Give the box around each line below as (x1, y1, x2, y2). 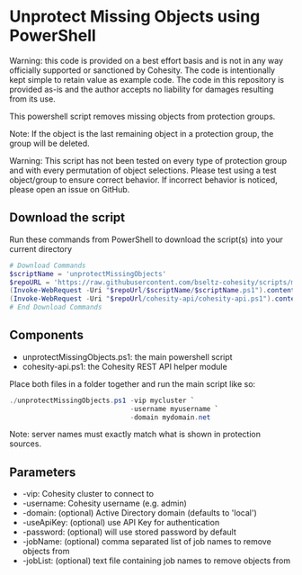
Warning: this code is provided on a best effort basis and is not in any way (9, 55, 284, 66)
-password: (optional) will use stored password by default (22, 526, 236, 537)
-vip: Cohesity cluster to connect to (22, 489, 155, 499)
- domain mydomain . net (129, 412, 211, 422)
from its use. (9, 93, 56, 104)
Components (9, 328, 84, 343)
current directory (9, 243, 73, 254)
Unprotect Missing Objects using (9, 6, 261, 27)
